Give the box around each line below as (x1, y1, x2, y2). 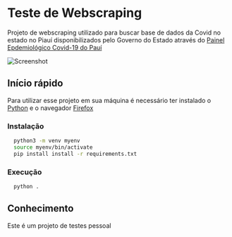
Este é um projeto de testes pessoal (7, 221, 111, 230)
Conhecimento (7, 202, 74, 214)
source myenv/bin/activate (13, 143, 93, 151)
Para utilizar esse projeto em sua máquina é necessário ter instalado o (7, 96, 212, 104)
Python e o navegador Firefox (7, 104, 94, 112)
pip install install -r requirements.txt (13, 150, 138, 157)
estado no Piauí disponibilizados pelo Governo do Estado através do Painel (7, 35, 225, 44)
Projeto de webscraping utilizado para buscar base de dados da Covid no (7, 28, 221, 37)
